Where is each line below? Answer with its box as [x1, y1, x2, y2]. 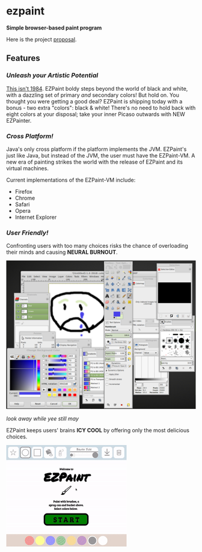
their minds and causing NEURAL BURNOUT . [6, 248, 118, 256]
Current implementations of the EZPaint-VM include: [6, 176, 136, 183]
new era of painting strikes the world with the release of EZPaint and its [6, 158, 183, 165]
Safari [14, 200, 30, 208]
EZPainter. [6, 117, 32, 124]
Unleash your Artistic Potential [6, 71, 99, 79]
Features [6, 53, 40, 64]
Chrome [14, 194, 35, 201]
